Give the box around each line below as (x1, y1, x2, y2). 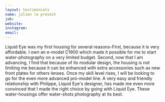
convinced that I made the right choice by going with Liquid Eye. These (5, 86, 150, 92)
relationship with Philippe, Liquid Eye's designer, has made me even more (5, 81, 155, 87)
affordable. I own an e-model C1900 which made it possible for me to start (5, 49, 157, 55)
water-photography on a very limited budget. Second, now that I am (5, 54, 143, 60)
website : (5, 21, 23, 26)
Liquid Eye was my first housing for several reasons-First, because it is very (5, 44, 160, 50)
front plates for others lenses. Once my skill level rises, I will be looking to (5, 70, 155, 76)
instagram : (5, 26, 28, 31)
